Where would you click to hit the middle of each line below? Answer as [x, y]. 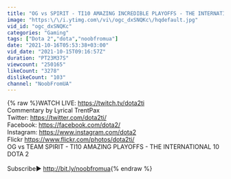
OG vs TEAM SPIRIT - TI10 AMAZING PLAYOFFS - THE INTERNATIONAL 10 [113, 147]
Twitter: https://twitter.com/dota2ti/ [57, 118]
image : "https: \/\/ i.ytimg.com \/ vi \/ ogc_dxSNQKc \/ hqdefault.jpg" [102, 20]
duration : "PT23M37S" [38, 58]
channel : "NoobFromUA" [40, 84]
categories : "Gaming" [38, 33]
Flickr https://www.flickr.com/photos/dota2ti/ [71, 140]
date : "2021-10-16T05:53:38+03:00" [58, 45]
